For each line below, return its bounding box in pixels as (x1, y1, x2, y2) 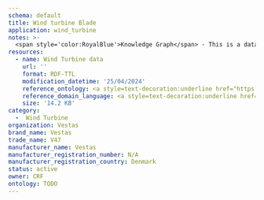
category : (8, 107, 41, 115)
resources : (8, 48, 44, 56)
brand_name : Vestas (8, 128, 72, 136)
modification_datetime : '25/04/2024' (22, 77, 146, 85)
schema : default (8, 11, 61, 20)
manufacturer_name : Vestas (8, 143, 97, 151)
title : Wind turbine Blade (8, 19, 97, 27)
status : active (8, 165, 58, 173)
